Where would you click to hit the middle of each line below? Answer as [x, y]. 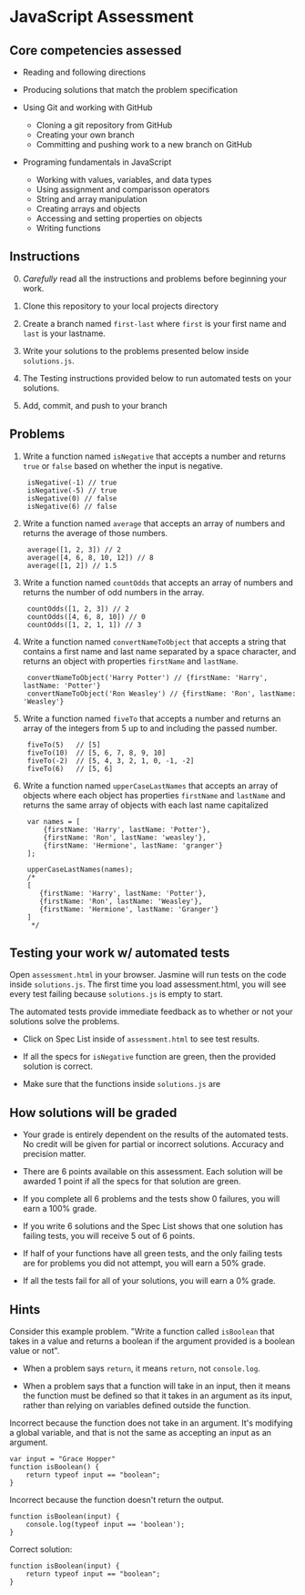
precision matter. [54, 1154]
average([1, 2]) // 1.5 [72, 565]
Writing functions [69, 228]
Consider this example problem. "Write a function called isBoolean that [142, 1332]
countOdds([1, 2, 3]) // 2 [78, 609]
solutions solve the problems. [65, 1021]
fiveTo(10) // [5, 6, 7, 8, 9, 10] [97, 753]
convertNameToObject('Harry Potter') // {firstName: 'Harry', [147, 677]
